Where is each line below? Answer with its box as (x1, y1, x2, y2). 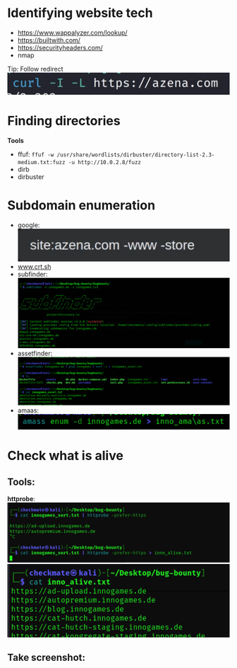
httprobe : (7, 495, 35, 503)
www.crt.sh (17, 262, 51, 270)
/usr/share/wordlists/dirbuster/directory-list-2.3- (56, 151, 215, 159)
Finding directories (7, 113, 121, 129)
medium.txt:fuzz (17, 159, 66, 166)
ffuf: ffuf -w (17, 150, 54, 159)
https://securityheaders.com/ (17, 43, 104, 52)
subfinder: (17, 270, 48, 278)
